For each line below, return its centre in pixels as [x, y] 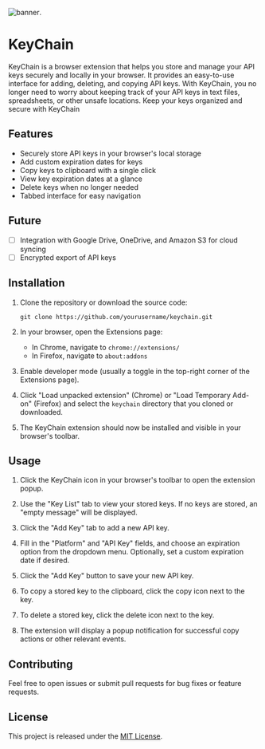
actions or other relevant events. [73, 639]
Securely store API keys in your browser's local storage [110, 153]
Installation [37, 283]
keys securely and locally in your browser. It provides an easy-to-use [121, 75]
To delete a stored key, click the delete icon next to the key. [117, 615]
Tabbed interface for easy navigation [80, 195]
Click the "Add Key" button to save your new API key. [107, 576]
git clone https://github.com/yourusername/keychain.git [116, 317]
